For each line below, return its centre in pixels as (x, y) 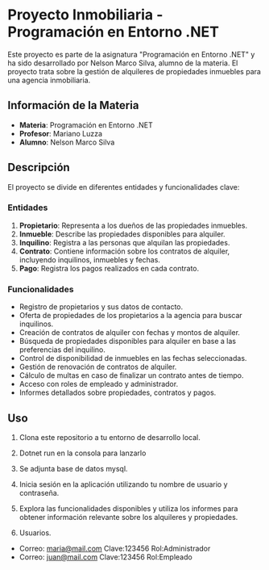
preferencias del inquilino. (62, 350)
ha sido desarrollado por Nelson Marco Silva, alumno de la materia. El (123, 63)
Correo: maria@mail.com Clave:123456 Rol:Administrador (115, 548)
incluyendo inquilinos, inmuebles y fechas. (89, 259)
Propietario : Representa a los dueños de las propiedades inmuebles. (133, 225)
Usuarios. (35, 532)
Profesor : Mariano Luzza (60, 133)
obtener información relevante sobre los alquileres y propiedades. (128, 517)
